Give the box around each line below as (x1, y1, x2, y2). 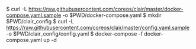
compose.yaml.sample (6, 12, 62, 19)
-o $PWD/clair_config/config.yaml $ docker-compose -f (6, 30, 143, 37)
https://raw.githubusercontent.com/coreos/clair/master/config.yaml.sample (6, 24, 190, 31)
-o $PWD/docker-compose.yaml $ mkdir (62, 12, 162, 19)
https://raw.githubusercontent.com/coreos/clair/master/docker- (28, 6, 184, 12)
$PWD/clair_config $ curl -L (6, 18, 74, 24)
